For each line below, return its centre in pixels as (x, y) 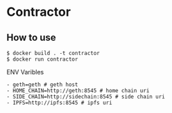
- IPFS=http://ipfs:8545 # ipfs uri (59, 103)
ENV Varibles (25, 72)
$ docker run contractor (42, 59)
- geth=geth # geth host (42, 85)
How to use (31, 38)
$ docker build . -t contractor (53, 53)
